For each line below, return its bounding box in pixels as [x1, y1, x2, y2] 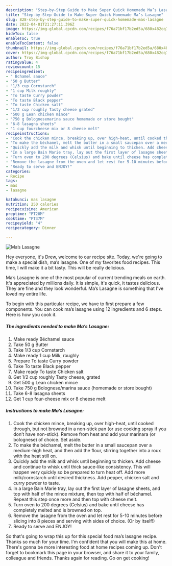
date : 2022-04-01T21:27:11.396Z [6, 21, 75, 27]
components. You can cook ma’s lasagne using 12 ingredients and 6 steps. [6, 306, 162, 312]
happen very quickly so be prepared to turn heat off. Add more [13, 469, 145, 475]
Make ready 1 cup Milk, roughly [13, 352, 79, 358]
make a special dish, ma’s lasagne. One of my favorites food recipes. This [6, 259, 160, 265]
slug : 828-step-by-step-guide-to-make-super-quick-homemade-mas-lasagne [6, 17, 164, 22]
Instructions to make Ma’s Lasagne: [6, 407, 84, 413]
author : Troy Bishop [6, 55, 50, 60]
